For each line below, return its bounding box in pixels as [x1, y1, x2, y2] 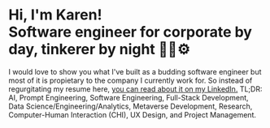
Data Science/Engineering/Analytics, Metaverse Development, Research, [8, 101, 253, 111]
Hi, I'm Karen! [8, 6, 102, 24]
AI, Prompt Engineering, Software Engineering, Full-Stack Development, [8, 92, 250, 102]
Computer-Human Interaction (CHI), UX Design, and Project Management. [8, 109, 256, 119]
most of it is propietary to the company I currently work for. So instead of [8, 75, 253, 85]
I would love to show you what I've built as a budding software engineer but [8, 66, 262, 76]
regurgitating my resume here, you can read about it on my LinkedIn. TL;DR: [8, 83, 263, 94]
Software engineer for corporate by [8, 23, 252, 41]
